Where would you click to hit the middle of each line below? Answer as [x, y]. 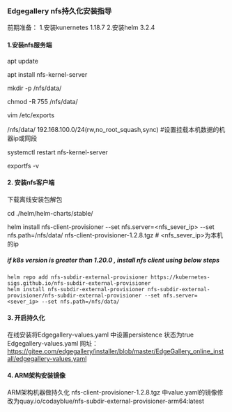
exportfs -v [23, 165]
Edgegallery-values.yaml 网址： [53, 343]
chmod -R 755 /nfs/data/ [42, 101]
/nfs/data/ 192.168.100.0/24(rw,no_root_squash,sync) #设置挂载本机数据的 [113, 129]
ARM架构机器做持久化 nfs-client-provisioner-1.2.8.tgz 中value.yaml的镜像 [112, 392]
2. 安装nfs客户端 [31, 182]
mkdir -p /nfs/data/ [34, 88]
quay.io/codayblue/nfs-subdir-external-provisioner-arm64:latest [111, 401]
